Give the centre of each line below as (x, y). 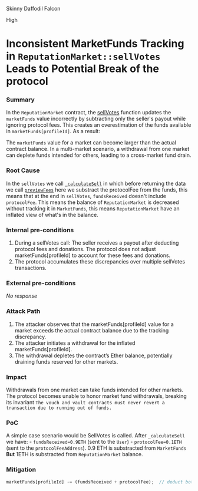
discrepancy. (30, 337)
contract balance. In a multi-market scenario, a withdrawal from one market (98, 149)
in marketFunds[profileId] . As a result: (53, 131)
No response (22, 296)
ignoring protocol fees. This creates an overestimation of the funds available (99, 125)
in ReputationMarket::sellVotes (83, 56)
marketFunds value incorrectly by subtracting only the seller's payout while (96, 119)
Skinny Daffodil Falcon (33, 9)
